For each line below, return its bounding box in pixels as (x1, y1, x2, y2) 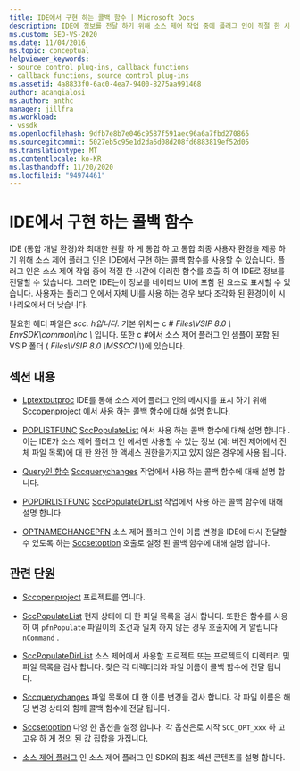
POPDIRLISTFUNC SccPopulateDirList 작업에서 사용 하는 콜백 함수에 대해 (21, 497, 284, 507)
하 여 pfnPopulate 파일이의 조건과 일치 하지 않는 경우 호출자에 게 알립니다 (21, 622, 279, 633)
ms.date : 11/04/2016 (9, 38, 87, 47)
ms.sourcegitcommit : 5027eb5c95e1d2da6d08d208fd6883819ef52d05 (9, 138, 250, 147)
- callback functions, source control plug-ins (9, 71, 190, 80)
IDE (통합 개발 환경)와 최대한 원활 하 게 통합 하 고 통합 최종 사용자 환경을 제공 (9, 243, 277, 255)
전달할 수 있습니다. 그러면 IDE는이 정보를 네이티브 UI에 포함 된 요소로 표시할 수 (9, 277, 282, 288)
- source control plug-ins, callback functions (9, 63, 190, 72)
